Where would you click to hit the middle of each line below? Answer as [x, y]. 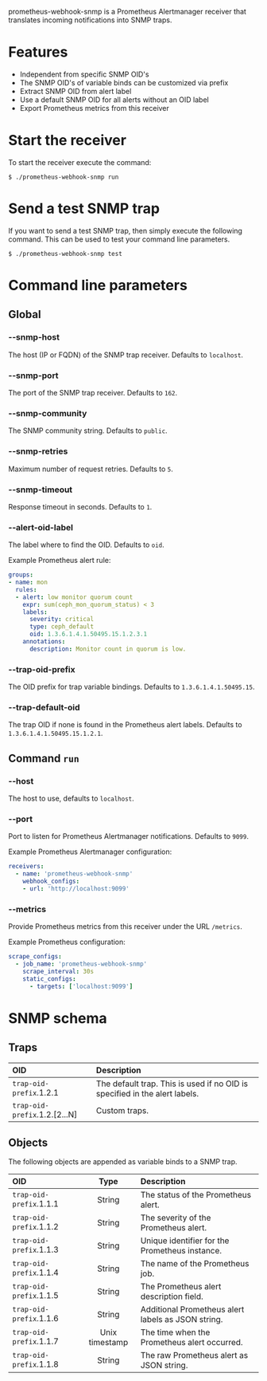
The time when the [175, 1332]
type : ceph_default [61, 627]
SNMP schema [58, 1018]
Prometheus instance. [181, 1251]
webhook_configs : [51, 881]
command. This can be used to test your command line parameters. [119, 239]
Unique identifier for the [185, 1241]
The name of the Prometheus [195, 1264]
